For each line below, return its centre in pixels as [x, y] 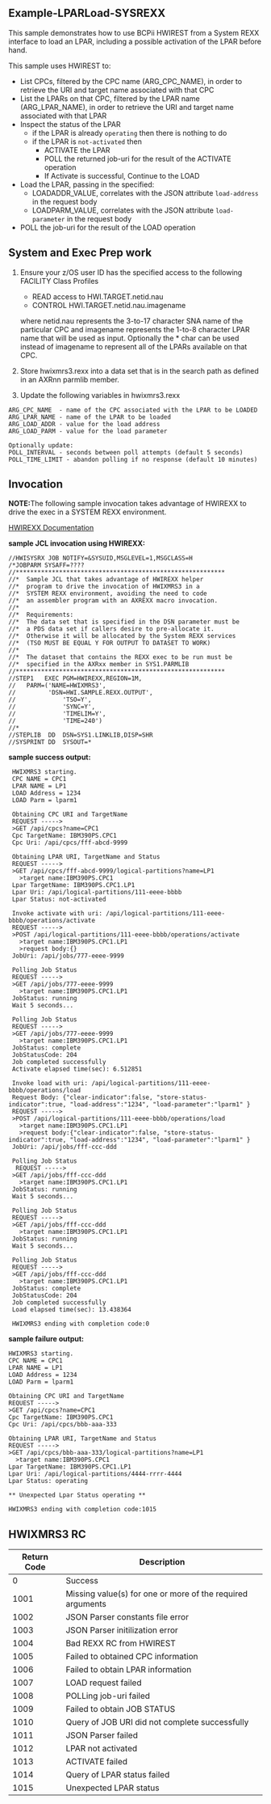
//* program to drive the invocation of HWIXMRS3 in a [104, 587]
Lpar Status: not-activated [59, 900]
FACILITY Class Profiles [59, 281]
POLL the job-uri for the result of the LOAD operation [108, 227]
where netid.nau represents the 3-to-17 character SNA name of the [131, 321]
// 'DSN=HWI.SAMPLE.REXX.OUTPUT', [81, 693]
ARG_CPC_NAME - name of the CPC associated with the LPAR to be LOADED [133, 410]
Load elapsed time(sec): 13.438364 [71, 1310]
